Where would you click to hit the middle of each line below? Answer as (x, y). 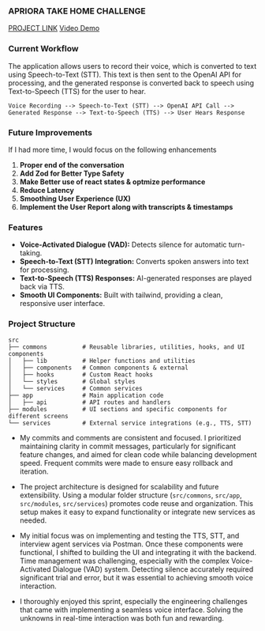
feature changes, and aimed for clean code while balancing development (138, 455)
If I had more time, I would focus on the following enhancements (112, 149)
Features (26, 227)
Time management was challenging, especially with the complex (125, 561)
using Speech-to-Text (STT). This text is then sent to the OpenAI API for (125, 74)
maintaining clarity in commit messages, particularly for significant (128, 446)
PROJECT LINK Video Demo (54, 28)
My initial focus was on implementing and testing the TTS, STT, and (129, 536)
